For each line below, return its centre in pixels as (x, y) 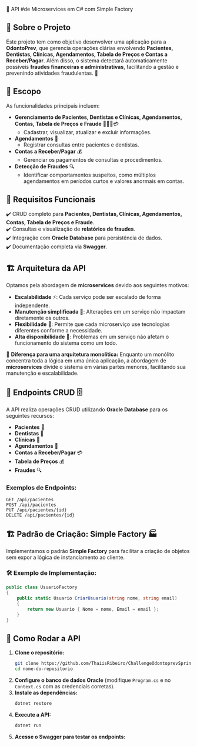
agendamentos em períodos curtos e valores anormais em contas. (104, 181)
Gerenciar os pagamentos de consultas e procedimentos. (93, 159)
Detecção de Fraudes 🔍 (44, 166)
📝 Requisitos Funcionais (51, 200)
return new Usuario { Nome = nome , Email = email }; (93, 609)
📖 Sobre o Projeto (39, 27)
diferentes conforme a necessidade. (59, 331)
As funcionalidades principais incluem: (53, 105)
